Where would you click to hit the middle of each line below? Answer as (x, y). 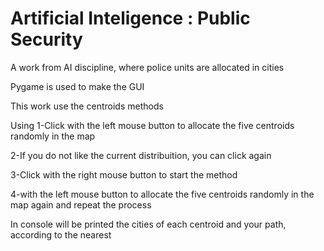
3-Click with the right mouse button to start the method (124, 174)
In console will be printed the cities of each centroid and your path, (148, 224)
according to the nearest (61, 234)
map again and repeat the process (81, 204)
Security (46, 39)
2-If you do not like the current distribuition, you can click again (141, 155)
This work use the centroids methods (87, 106)
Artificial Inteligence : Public (130, 18)
